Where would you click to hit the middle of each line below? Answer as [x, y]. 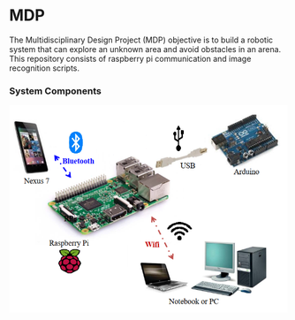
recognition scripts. [45, 68]
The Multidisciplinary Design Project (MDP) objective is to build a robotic [141, 40]
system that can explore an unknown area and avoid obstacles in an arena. [145, 49]
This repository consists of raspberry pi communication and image [130, 58]
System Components [55, 91]
